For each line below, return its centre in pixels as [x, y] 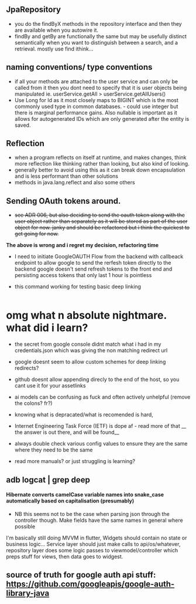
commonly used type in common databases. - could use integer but [96, 106]
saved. [23, 125]
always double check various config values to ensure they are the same [101, 444]
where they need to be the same [54, 450]
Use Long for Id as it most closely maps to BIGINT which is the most [96, 100]
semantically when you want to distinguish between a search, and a [96, 42]
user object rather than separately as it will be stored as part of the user [101, 221]
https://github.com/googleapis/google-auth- [90, 584]
